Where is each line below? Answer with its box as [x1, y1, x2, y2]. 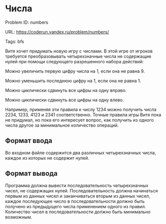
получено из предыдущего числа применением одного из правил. [5, 203, 146, 209]
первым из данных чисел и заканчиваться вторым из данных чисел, [5, 193, 151, 199]
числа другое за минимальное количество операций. [5, 122, 119, 128]
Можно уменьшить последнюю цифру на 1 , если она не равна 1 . [5, 78, 141, 84]
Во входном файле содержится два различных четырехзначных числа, [5, 149, 156, 156]
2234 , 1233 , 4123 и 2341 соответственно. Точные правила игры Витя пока [5, 112, 162, 118]
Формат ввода [5, 136, 53, 145]
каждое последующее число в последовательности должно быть [5, 198, 145, 204]
